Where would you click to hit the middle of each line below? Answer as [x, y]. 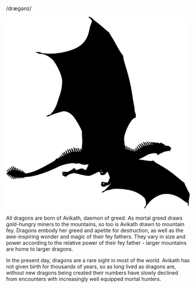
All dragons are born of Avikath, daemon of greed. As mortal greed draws [94, 218]
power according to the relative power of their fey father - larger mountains [96, 243]
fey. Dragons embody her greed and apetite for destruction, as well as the [95, 231]
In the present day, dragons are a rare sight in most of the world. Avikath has [98, 261]
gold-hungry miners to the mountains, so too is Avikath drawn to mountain [95, 224]
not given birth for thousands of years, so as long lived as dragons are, [91, 267]
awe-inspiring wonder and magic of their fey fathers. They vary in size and [96, 237]
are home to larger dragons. [40, 249]
